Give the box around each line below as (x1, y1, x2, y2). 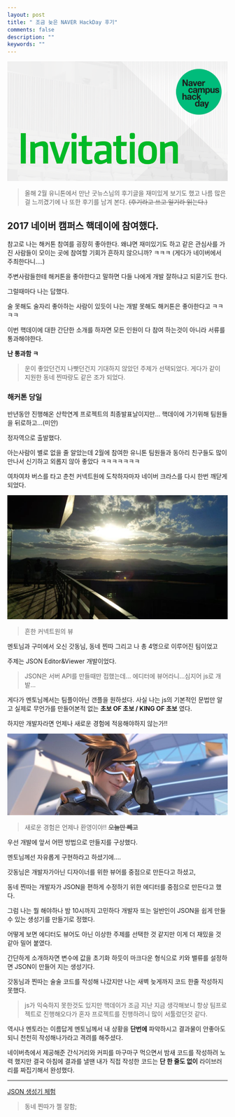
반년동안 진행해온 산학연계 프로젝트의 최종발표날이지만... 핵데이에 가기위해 (7, 409, 209, 418)
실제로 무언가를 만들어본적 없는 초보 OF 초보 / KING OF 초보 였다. (14, 705, 192, 713)
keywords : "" (7, 41, 45, 48)
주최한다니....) (7, 257, 45, 266)
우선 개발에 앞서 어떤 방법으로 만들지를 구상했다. (7, 838, 138, 846)
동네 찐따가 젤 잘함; (24, 1102, 77, 1111)
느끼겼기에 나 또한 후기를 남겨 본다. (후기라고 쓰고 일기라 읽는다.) (31, 197, 208, 206)
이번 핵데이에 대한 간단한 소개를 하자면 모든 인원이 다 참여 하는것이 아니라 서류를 (7, 326, 226, 334)
